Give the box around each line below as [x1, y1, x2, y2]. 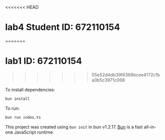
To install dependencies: [5, 86, 56, 92]
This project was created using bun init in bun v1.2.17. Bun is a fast [5, 124, 143, 130]
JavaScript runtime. [14, 129, 55, 135]
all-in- [144, 124, 157, 130]
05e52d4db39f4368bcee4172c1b [91, 71, 160, 77]
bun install [5, 96, 30, 101]
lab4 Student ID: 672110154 [5, 22, 120, 33]
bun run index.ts [5, 115, 41, 120]
